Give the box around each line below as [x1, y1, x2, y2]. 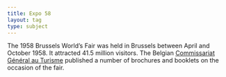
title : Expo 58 [7, 10, 51, 17]
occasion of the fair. [7, 63, 65, 72]
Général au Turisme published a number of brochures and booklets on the [7, 56, 219, 65]
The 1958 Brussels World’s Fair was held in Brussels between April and [7, 42, 210, 50]
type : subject [7, 23, 49, 30]
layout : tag [7, 16, 42, 23]
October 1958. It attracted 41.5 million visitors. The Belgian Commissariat [7, 49, 216, 57]
